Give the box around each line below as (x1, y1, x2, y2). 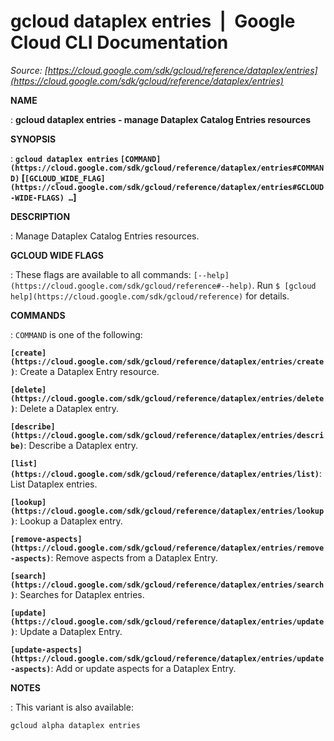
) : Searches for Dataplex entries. (10, 588, 145, 600)
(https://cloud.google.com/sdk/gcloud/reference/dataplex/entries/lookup (10, 506, 325, 516)
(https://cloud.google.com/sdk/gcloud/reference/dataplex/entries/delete (10, 393, 325, 404)
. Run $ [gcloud (251, 279, 317, 291)
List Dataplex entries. (10, 478, 98, 490)
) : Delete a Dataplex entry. (10, 402, 119, 414)
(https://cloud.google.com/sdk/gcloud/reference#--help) (10, 281, 253, 291)
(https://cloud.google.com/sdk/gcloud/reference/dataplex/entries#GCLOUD (10, 182, 325, 192)
